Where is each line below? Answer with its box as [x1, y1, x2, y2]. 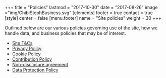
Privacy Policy [12, 46, 42, 51]
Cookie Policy [12, 51, 41, 57]
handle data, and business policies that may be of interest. [5, 30, 127, 36]
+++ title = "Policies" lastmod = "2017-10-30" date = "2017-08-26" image [5, 5, 158, 10]
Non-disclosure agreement [12, 62, 69, 67]
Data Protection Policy [12, 67, 59, 73]
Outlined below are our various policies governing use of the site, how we [5, 25, 158, 31]
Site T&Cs [12, 40, 33, 46]
